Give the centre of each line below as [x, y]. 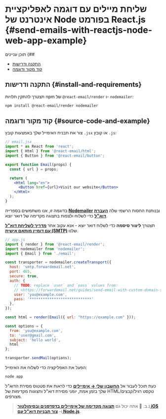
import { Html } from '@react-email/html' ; [51, 151]
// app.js [15, 240]
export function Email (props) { [38, 165]
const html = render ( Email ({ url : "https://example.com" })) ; [70, 317]
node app [14, 377]
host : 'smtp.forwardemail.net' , [43, 267]
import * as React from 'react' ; [40, 147]
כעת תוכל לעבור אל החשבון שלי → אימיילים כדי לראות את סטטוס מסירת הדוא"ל [81, 386]
